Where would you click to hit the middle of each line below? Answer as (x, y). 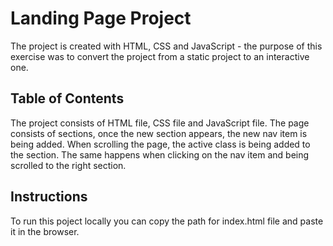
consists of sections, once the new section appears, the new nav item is (159, 133)
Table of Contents (67, 98)
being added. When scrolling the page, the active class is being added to (160, 144)
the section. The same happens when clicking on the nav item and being (160, 154)
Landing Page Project (101, 18)
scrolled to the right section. (68, 165)
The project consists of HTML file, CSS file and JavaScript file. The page (160, 123)
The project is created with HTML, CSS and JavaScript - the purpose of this (166, 46)
